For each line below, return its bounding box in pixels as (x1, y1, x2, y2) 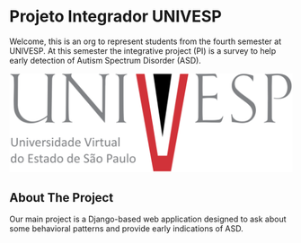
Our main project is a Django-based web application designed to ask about (9, 213, 287, 224)
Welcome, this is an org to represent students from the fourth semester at (9, 36, 281, 47)
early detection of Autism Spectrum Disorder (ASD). (9, 55, 202, 65)
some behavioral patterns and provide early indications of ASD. (9, 222, 244, 234)
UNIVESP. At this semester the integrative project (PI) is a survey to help (9, 45, 277, 56)
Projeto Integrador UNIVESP (9, 6, 222, 27)
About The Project (9, 190, 114, 205)
